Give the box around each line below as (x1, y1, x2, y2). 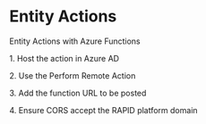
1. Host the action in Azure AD (9, 53, 119, 63)
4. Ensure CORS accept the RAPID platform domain (9, 104, 199, 115)
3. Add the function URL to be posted (9, 87, 147, 98)
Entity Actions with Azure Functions (9, 36, 141, 46)
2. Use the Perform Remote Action (9, 70, 136, 81)
